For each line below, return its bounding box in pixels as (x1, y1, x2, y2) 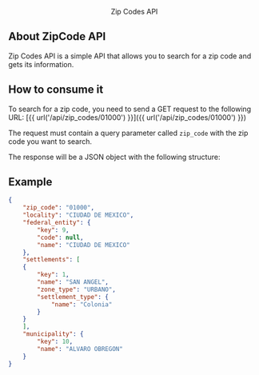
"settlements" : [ (22, 256, 81, 264)
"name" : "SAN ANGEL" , (37, 278, 110, 286)
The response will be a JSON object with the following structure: (8, 152, 221, 162)
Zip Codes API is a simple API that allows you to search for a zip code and (8, 51, 252, 61)
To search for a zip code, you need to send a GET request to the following (8, 104, 252, 114)
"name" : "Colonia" (50, 300, 113, 309)
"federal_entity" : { (22, 219, 91, 227)
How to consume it (8, 83, 104, 97)
